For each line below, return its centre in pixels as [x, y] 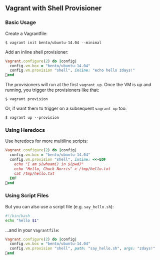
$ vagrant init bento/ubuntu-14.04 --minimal [53, 43]
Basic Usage [21, 23]
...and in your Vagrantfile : [32, 230]
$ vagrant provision [27, 99]
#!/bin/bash [17, 216]
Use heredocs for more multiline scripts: [46, 141]
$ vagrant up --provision [32, 118]
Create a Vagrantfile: [26, 33]
